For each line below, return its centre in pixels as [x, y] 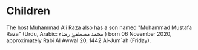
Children [28, 11]
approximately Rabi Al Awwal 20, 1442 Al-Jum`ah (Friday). [79, 40]
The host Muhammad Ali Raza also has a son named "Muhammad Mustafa [99, 27]
